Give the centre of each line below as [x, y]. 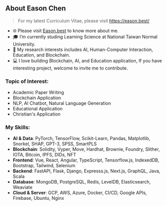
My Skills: [18, 127]
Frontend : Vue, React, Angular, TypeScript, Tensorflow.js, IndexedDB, [86, 160]
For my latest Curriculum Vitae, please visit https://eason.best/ [83, 20]
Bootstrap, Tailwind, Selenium [44, 166]
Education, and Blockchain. [41, 55]
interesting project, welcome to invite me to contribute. [70, 68]
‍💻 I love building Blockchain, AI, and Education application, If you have [87, 60]
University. [24, 44]
